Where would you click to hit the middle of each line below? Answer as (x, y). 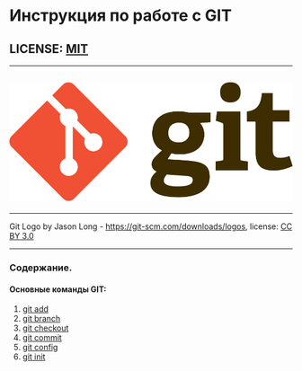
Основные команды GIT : (58, 289)
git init (34, 357)
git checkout (45, 328)
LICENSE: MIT (49, 49)
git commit (42, 338)
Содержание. (41, 268)
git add (36, 309)
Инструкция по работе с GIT (120, 16)
